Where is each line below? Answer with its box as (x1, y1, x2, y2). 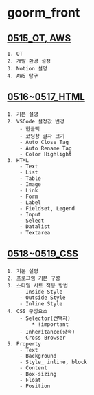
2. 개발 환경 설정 (7, 58, 51, 65)
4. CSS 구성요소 (7, 307, 48, 314)
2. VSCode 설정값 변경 (7, 118, 65, 125)
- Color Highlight (19, 150, 72, 158)
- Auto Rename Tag (19, 145, 72, 152)
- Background (19, 352, 57, 359)
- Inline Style (19, 300, 63, 307)
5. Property (7, 340, 41, 347)
